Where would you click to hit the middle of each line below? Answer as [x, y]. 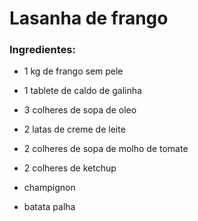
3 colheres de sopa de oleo [80, 110]
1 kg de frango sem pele [73, 71]
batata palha [49, 207]
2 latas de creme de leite [74, 129]
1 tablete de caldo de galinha [82, 91]
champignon [49, 188]
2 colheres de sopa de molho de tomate [106, 149]
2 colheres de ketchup [70, 168]
